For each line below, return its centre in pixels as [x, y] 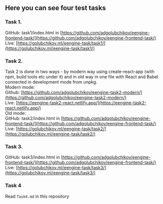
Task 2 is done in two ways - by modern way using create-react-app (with [80, 71]
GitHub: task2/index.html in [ [34, 118]
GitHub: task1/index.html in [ [34, 33]
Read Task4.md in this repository [37, 196]
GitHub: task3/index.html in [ [34, 157]
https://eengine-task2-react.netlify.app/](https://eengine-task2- [82, 103]
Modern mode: [20, 87]
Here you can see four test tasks [56, 8]
